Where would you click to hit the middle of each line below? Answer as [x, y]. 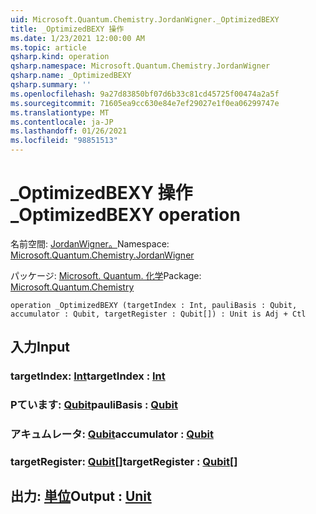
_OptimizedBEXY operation [125, 215]
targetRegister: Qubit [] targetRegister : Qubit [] [124, 462]
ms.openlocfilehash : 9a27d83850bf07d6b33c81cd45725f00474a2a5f [145, 94]
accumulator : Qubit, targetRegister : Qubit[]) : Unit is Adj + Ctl [158, 314]
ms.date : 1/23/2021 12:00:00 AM [77, 38]
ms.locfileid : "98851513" [64, 141]
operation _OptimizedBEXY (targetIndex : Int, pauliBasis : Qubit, [154, 305]
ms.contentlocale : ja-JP [62, 122]
